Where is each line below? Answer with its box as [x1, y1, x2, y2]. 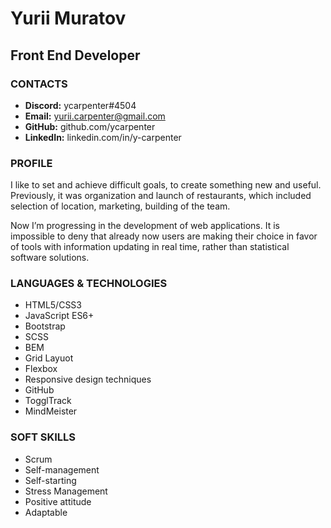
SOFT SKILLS [10, 430, 76, 444]
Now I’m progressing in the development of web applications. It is [10, 220, 280, 232]
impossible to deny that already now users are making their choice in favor [10, 230, 318, 242]
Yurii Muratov [10, 7, 127, 30]
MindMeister [24, 405, 78, 417]
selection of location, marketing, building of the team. [10, 200, 231, 212]
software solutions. [10, 252, 90, 264]
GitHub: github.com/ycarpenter [24, 120, 156, 132]
